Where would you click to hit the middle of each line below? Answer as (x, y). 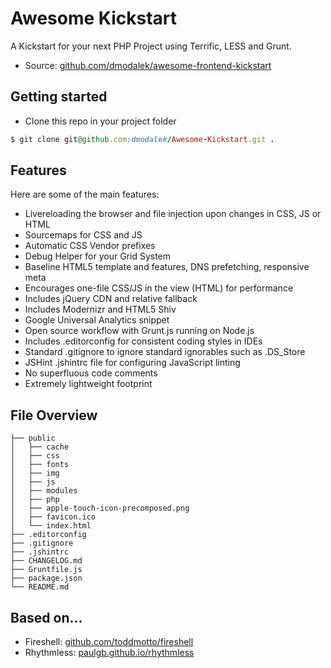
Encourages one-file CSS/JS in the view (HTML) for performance (159, 288)
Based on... (46, 617)
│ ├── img (35, 473)
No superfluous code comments (91, 373)
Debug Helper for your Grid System (98, 256)
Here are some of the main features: (85, 194)
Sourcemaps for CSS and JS (83, 235)
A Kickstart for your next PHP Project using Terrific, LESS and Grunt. (151, 46)
